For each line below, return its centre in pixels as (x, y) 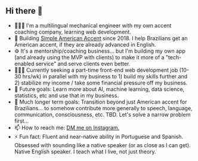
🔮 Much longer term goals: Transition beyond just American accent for (100, 102)
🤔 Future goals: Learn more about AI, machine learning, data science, (99, 89)
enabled (24, 63)
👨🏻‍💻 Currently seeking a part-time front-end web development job (96, 70)
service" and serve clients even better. (83, 63)
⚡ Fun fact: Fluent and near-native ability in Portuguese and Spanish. (98, 136)
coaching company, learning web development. (73, 32)
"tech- (174, 57)
